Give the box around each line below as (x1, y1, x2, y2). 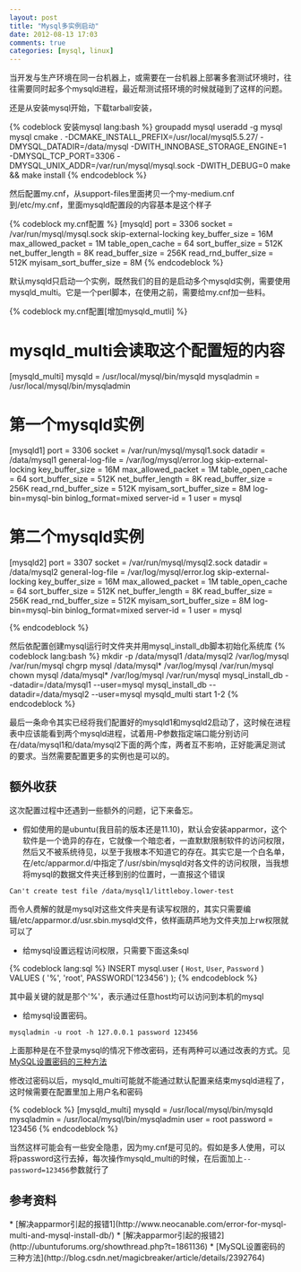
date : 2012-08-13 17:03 (9, 30, 99, 39)
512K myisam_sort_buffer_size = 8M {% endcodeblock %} (9, 257, 224, 268)
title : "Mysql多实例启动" (9, 22, 99, 30)
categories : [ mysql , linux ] (9, 47, 115, 56)
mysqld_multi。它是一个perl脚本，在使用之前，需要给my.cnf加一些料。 (9, 287, 271, 298)
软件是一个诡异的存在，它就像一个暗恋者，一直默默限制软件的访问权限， (21, 835, 289, 846)
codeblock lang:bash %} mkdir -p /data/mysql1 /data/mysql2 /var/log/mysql (9, 650, 289, 661)
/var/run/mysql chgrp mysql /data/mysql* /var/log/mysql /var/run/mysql (9, 660, 274, 671)
